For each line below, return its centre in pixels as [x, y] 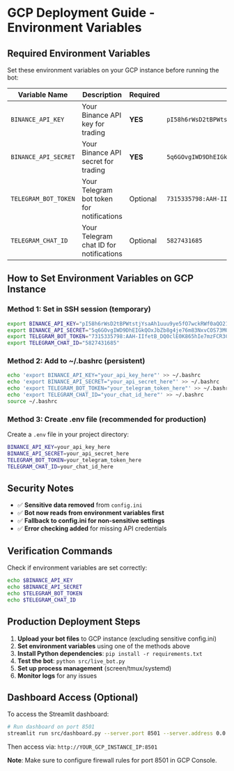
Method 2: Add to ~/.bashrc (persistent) [76, 361]
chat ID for [99, 245]
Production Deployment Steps [74, 622]
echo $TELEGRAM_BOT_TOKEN [45, 594]
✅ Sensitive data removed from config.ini [80, 505]
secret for [97, 161]
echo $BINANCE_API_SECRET [45, 587]
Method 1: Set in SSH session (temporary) [79, 310]
